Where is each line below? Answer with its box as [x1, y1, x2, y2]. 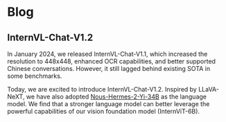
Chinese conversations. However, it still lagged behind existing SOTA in [7, 65, 210, 72]
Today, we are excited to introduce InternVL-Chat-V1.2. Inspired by [7, 85, 198, 93]
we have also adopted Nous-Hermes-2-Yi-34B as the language [26, 92, 207, 101]
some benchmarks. [7, 72, 62, 80]
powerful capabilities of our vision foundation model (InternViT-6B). [7, 108, 200, 115]
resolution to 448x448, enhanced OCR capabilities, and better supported [7, 57, 216, 65]
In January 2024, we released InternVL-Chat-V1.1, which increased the [7, 50, 208, 58]
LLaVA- [198, 85, 220, 93]
